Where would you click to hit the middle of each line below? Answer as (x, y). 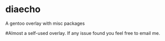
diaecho (23, 9)
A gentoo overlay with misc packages (45, 23)
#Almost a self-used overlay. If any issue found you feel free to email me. (83, 33)
